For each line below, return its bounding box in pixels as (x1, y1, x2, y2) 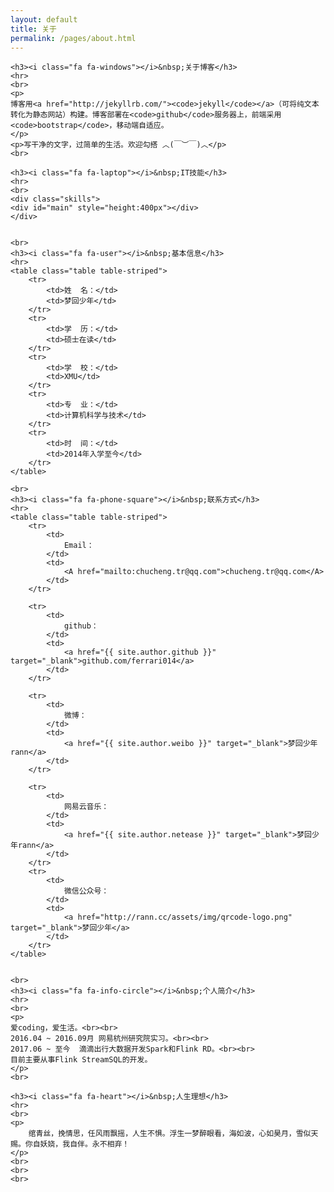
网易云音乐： (63, 802, 110, 812)
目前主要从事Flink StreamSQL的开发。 (10, 1055, 153, 1065)
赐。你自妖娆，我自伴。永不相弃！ (10, 1139, 130, 1150)
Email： (63, 541, 95, 551)
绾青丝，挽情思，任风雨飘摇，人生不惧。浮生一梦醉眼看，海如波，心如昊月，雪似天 (28, 1129, 319, 1139)
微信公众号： (63, 886, 110, 896)
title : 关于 (10, 24, 57, 34)
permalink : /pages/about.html (10, 33, 137, 43)
